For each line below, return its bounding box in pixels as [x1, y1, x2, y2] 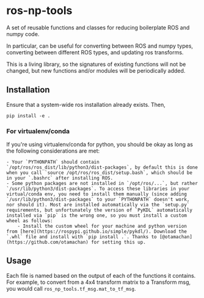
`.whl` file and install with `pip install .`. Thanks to [6, 234, 157, 240]
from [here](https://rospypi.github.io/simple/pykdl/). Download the [6, 228, 188, 235]
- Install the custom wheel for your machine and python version [17, 223, 188, 230]
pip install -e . [6, 112, 51, 119]
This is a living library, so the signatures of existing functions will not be [6, 60, 186, 68]
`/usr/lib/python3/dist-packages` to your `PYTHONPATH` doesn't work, [6, 197, 190, 203]
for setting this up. [90, 239, 147, 245]
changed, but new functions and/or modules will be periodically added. [6, 67, 186, 74]
